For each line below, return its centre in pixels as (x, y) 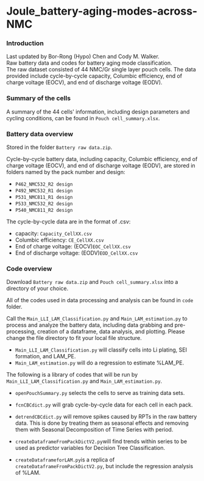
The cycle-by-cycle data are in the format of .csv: (69, 222)
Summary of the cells (39, 98)
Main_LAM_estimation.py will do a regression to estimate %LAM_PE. (100, 363)
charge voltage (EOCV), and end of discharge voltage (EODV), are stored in (101, 165)
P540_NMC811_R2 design (44, 211)
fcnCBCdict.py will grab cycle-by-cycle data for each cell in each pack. (104, 405)
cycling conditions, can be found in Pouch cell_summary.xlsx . (83, 118)
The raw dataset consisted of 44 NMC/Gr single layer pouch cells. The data (101, 70)
